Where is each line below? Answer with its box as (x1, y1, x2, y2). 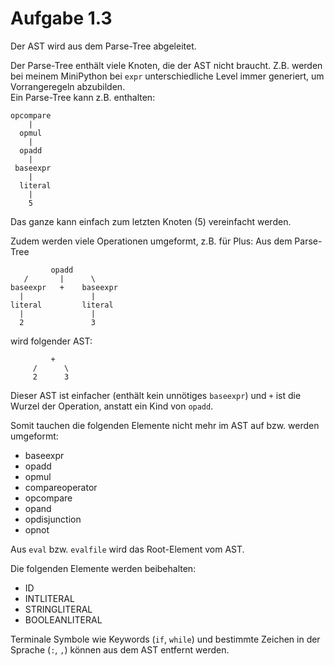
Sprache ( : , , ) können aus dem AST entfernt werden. (10, 643, 230, 656)
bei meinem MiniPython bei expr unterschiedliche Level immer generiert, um (10, 70, 325, 82)
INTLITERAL (24, 592, 75, 604)
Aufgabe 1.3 (10, 7, 113, 30)
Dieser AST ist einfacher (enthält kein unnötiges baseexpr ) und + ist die (10, 389, 302, 401)
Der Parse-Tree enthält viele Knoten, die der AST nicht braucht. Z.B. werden (10, 59, 323, 71)
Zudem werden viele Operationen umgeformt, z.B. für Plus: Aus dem (10, 235, 293, 247)
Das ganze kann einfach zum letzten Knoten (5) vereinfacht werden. (10, 215, 292, 227)
